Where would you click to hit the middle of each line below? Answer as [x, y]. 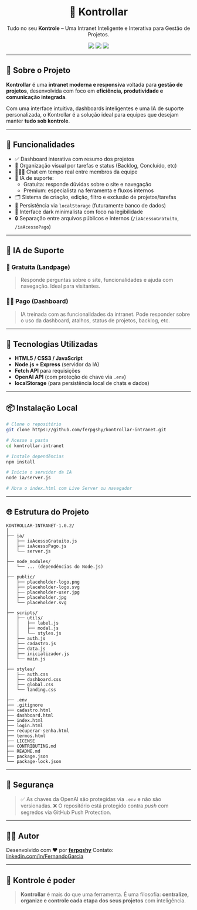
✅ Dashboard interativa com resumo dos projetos [74, 159]
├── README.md [23, 751]
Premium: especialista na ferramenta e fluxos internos [89, 190]
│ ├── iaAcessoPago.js [36, 546]
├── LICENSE [21, 741]
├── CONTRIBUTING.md [31, 746]
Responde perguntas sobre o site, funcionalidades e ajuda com [97, 280]
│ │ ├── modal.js [33, 628]
